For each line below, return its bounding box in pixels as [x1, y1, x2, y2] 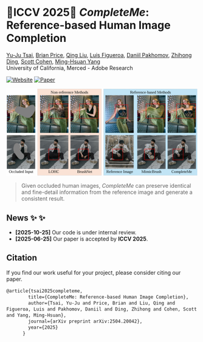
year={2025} [28, 324, 59, 330]
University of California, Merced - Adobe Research [6, 64, 134, 72]
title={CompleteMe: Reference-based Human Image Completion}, [28, 294, 189, 300]
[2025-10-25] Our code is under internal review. [15, 229, 137, 236]
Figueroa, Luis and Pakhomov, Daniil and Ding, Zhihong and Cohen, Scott [6, 306, 198, 312]
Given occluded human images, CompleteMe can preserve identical [21, 182, 191, 190]
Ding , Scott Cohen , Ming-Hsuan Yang [6, 58, 100, 65]
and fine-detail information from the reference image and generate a [21, 188, 193, 196]
